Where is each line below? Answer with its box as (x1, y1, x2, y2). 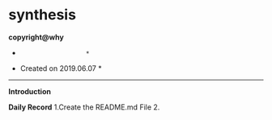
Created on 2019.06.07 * (19, 63, 103, 73)
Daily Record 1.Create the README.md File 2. (8, 102, 160, 112)
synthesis (8, 6, 77, 24)
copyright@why (8, 32, 65, 42)
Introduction (8, 86, 51, 96)
